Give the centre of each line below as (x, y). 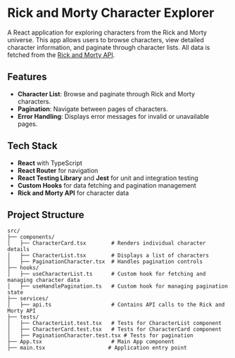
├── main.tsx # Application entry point (97, 348)
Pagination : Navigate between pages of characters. (93, 109)
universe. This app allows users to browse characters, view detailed (106, 39)
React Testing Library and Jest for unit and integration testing (108, 178)
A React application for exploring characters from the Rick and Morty (107, 32)
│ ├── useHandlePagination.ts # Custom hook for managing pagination (118, 286)
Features (27, 77)
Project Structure (46, 215)
